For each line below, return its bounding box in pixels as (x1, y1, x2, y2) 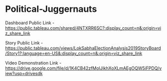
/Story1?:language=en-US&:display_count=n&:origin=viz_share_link (5, 50, 143, 56)
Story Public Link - (5, 40, 43, 45)
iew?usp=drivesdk (5, 70, 43, 76)
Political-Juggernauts (5, 3, 97, 15)
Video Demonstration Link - (5, 60, 62, 66)
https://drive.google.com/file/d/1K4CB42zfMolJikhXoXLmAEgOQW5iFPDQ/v (5, 65, 162, 71)
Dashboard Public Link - (5, 20, 55, 26)
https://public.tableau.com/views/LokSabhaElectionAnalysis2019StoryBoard (5, 45, 162, 51)
